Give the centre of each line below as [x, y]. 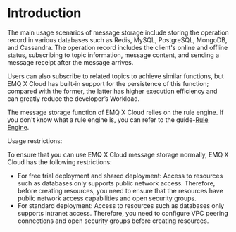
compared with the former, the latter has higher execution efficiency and [112, 91]
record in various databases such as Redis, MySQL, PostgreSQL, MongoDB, [117, 39]
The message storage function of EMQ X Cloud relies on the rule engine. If [116, 112]
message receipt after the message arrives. [70, 62]
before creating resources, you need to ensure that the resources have [120, 190]
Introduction [44, 13]
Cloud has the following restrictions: [60, 162]
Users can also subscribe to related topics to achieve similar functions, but [116, 76]
